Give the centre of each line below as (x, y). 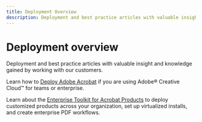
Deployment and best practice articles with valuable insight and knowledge (99, 64)
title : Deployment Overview (41, 12)
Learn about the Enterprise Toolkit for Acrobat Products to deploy (87, 100)
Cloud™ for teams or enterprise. (45, 88)
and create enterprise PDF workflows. (53, 112)
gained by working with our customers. (55, 70)
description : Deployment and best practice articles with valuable (93, 17)
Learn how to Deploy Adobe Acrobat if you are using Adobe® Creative (93, 82)
